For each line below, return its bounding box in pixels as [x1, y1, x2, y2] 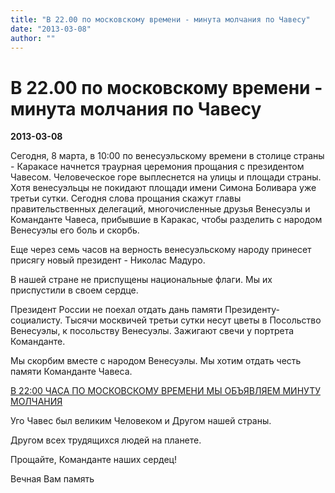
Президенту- [224, 304, 280, 316]
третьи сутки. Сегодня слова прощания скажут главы [10, 192, 242, 205]
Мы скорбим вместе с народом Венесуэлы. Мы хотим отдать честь [10, 355, 302, 367]
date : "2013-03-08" [10, 24, 92, 34]
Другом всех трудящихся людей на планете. [10, 434, 202, 446]
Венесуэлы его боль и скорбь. [10, 224, 140, 236]
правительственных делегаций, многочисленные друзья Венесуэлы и [10, 203, 311, 215]
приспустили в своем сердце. [10, 284, 139, 296]
